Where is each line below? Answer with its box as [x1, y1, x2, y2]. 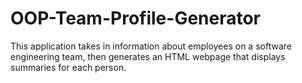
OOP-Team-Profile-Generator [10, 7, 262, 30]
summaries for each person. [10, 61, 127, 73]
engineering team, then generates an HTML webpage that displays [10, 50, 286, 62]
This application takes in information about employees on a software [10, 40, 292, 52]
